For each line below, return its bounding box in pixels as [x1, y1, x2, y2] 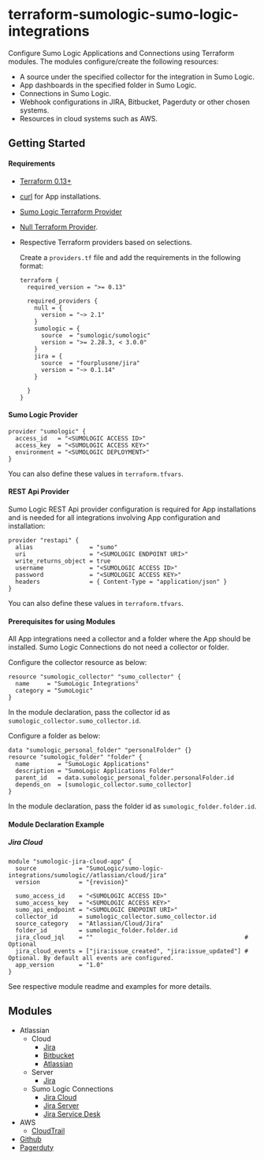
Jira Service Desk [43, 1109, 101, 1118]
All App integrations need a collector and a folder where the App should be [8, 634, 251, 644]
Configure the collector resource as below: [8, 658, 147, 667]
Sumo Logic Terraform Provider [19, 206, 122, 216]
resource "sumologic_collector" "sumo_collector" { [8, 673, 181, 681]
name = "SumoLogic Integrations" [15, 680, 139, 688]
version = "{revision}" [15, 878, 128, 886]
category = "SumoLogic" [15, 687, 93, 695]
